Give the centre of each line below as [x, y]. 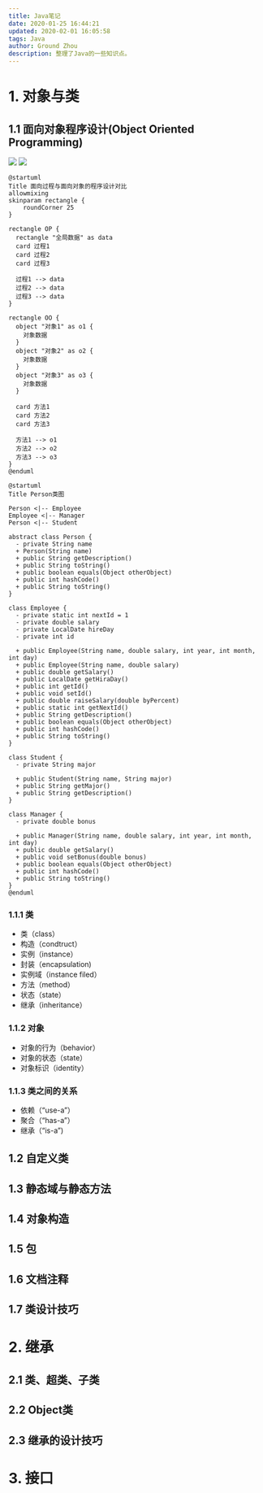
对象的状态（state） [54, 1057]
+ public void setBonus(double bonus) [82, 857]
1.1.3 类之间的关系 [43, 1090]
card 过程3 [33, 263]
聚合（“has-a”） [47, 1120]
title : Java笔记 [34, 16]
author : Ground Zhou [43, 46]
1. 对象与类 [44, 96]
